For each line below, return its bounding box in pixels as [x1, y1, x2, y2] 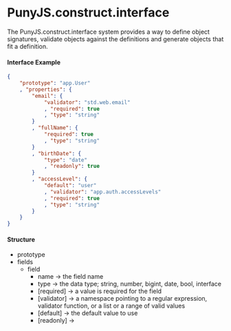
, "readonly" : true [43, 163, 100, 170]
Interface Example [7, 58, 60, 66]
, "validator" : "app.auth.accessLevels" [43, 188, 162, 195]
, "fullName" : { [32, 125, 78, 131]
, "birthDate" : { [32, 150, 81, 157]
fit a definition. [7, 42, 48, 50]
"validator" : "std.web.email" [43, 98, 131, 106]
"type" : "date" [43, 156, 88, 163]
